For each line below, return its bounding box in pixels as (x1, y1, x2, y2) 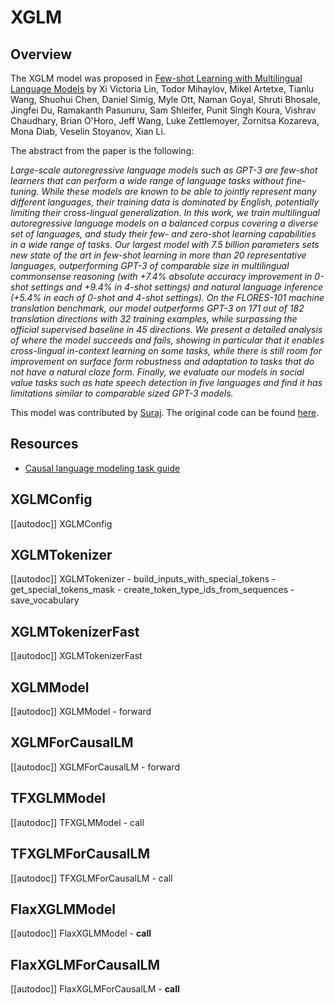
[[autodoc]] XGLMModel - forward (10, 706, 152, 718)
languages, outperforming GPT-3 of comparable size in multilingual (10, 260, 290, 271)
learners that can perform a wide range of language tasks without (10, 175, 285, 186)
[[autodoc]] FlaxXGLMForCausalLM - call (10, 983, 180, 995)
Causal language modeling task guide (24, 462, 181, 474)
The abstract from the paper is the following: (10, 145, 195, 156)
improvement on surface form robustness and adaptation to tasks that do (10, 356, 315, 367)
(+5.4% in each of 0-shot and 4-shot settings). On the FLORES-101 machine (10, 292, 325, 303)
